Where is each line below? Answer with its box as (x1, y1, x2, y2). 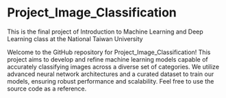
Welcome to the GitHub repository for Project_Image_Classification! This (7, 48, 211, 56)
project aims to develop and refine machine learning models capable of (7, 55, 208, 63)
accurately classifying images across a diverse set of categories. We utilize (7, 62, 220, 71)
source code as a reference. (7, 84, 87, 93)
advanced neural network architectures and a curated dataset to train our (7, 70, 214, 78)
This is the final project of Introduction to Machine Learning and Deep (7, 27, 203, 36)
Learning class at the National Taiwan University (7, 34, 143, 42)
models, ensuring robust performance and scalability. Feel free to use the (7, 77, 214, 85)
